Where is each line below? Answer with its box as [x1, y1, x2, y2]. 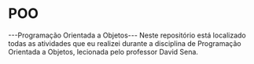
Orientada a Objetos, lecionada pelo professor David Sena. [8, 47, 199, 56]
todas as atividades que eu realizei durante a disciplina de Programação [8, 38, 241, 48]
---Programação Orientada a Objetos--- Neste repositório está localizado [8, 30, 246, 40]
